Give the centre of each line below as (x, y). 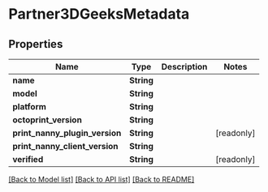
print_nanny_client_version (66, 146)
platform (30, 107)
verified (28, 159)
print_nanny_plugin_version (67, 133)
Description (184, 67)
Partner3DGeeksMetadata (99, 14)
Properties (36, 44)
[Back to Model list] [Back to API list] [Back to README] (102, 179)
